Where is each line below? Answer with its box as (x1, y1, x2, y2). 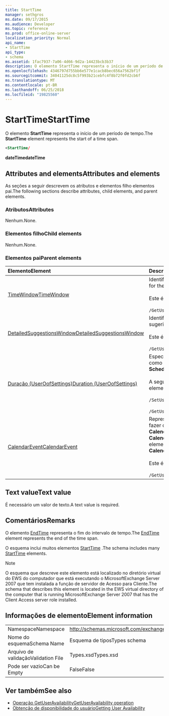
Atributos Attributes (5, 206, 54, 213)
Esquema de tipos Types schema (69, 637, 146, 644)
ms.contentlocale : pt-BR (5, 82, 57, 87)
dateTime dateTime (5, 155, 45, 161)
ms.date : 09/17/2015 (5, 17, 49, 22)
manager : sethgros (5, 12, 44, 17)
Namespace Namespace (8, 626, 65, 633)
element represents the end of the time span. (5, 535, 99, 541)
